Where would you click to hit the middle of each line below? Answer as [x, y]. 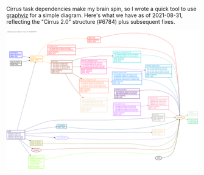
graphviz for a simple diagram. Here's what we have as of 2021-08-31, [95, 15]
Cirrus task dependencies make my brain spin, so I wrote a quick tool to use [101, 9]
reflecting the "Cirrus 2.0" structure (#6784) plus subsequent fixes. [91, 22]
